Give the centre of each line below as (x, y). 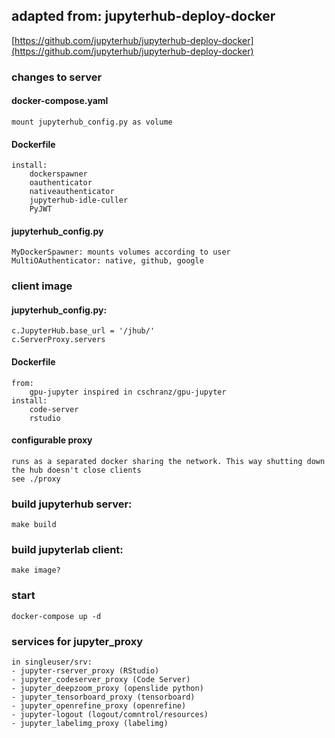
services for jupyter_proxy (77, 641)
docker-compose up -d (56, 616)
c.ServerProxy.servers (58, 340)
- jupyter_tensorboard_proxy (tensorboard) (103, 697)
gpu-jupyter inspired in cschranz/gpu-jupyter (128, 392)
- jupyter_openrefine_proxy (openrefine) (99, 706)
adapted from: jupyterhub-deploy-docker (143, 16)
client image (42, 286)
